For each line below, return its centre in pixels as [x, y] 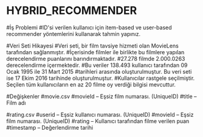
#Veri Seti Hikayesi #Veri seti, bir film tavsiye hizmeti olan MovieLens [93, 46]
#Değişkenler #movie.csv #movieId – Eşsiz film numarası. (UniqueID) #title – [101, 96]
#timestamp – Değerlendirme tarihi [50, 127]
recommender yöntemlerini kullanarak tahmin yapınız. [74, 33]
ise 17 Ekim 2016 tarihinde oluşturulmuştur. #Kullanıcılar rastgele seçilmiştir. [101, 78]
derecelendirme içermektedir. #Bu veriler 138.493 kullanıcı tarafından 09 [97, 65]
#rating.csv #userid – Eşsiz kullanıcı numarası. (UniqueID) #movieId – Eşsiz [100, 114]
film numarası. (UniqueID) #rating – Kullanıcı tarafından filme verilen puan [98, 121]
